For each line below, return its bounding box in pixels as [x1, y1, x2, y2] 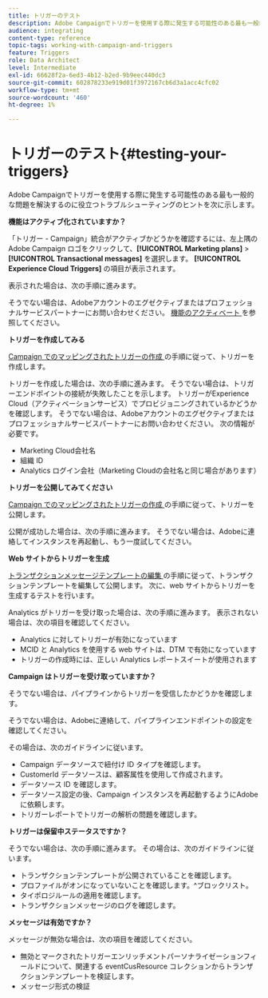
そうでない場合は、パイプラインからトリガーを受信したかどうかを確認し [8, 689, 246, 698]
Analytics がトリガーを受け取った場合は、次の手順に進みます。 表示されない [8, 608, 259, 617]
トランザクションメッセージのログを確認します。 [19, 900, 180, 910]
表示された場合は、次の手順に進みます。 [8, 281, 141, 290]
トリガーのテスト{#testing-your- [8, 145, 227, 163]
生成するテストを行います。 [8, 591, 99, 601]
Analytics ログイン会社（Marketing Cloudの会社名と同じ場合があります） [19, 465, 261, 476]
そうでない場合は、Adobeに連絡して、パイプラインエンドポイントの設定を [8, 716, 254, 725]
